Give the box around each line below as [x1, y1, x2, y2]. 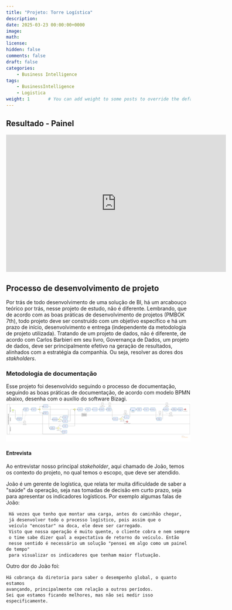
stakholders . [6, 355, 36, 362]
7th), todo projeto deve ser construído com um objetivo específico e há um [6, 318, 187, 324]
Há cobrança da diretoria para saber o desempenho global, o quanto [6, 574, 177, 581]
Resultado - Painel [6, 119, 74, 129]
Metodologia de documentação [6, 369, 97, 378]
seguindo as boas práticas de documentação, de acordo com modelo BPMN [6, 389, 190, 396]
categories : [6, 65, 35, 71]
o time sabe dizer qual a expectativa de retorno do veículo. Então [8, 534, 180, 540]
